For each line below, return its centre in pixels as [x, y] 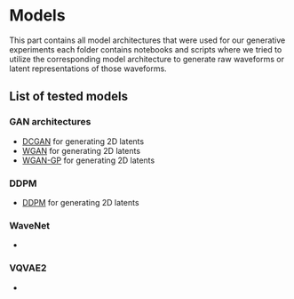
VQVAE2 [28, 268]
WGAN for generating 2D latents [81, 150]
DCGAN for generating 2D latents [83, 141]
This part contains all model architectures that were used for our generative [147, 40]
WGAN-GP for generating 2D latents [88, 160]
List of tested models [69, 97]
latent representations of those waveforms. [88, 69]
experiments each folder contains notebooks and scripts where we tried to [146, 49]
